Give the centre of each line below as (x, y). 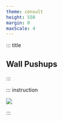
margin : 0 (18, 23)
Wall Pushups (32, 64)
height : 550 (21, 17)
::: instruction (22, 90)
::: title (14, 45)
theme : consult (25, 12)
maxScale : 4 (21, 28)
